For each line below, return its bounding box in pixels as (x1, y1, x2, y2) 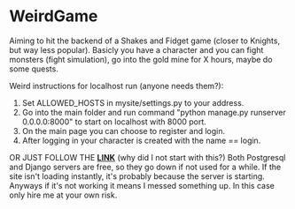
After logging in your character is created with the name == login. (21, 135, 261, 146)
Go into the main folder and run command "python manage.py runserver (21, 107, 286, 117)
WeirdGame (9, 6, 98, 26)
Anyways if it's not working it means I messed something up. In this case (9, 180, 275, 190)
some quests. (9, 63, 59, 74)
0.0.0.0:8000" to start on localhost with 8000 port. (21, 116, 206, 127)
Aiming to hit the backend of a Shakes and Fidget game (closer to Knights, (9, 35, 281, 46)
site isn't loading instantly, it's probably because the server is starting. (9, 170, 266, 182)
